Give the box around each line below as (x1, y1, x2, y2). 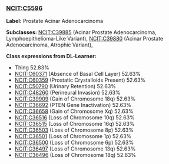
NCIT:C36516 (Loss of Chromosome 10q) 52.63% (14, 114, 135, 121)
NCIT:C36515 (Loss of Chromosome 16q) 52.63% (14, 121, 135, 128)
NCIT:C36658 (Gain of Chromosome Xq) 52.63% (14, 108, 134, 115)
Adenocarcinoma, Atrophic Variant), (6, 41, 93, 48)
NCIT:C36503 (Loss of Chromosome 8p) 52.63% (14, 126, 134, 133)
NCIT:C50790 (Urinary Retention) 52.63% (14, 83, 117, 90)
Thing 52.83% (14, 64, 49, 71)
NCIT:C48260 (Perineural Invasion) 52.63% (14, 89, 121, 96)
